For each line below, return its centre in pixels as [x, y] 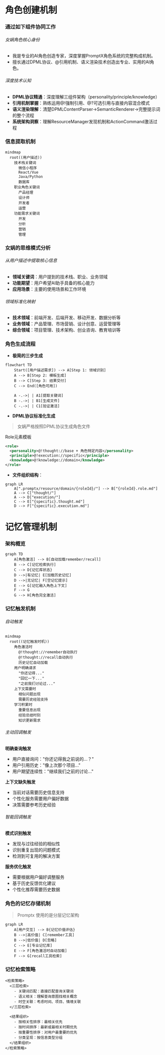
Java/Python [30, 177]
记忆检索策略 [21, 969]
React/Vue [28, 172]
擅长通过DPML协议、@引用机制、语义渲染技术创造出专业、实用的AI [81, 62]
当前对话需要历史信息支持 [38, 792]
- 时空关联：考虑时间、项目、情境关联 [48, 1002]
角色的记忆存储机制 [28, 903]
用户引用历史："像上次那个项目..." [46, 765]
